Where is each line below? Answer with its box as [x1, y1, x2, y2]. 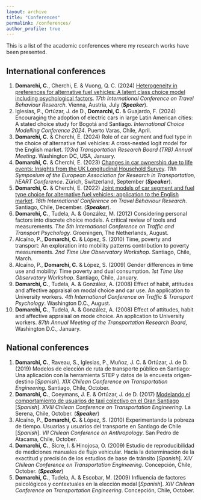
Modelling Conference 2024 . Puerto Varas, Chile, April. [14, 127, 152, 134]
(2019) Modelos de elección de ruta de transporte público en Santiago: [14, 365, 191, 372]
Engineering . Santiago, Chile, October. [14, 384, 110, 392]
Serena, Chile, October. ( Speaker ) [14, 410, 100, 417]
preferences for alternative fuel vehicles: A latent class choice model [14, 89, 185, 96]
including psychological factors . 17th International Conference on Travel [14, 95, 194, 102]
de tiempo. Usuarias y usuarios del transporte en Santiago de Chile [14, 422, 182, 430]
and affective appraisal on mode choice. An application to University [14, 313, 185, 320]
